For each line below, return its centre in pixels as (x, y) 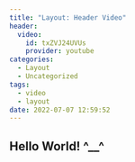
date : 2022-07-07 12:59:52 (60, 110)
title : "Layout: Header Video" (68, 18)
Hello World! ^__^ (57, 146)
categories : (31, 59)
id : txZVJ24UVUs (56, 43)
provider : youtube (60, 51)
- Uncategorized (48, 76)
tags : (19, 85)
